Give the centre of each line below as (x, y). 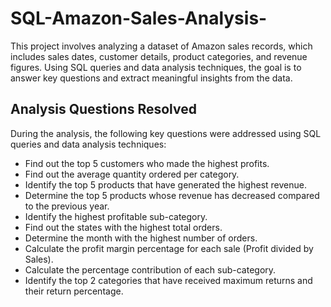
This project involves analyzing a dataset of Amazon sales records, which (161, 46)
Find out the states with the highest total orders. (123, 227)
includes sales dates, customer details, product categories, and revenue (159, 56)
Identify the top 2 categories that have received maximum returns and (168, 280)
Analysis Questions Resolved (103, 109)
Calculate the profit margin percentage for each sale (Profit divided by (169, 248)
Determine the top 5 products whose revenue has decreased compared (172, 195)
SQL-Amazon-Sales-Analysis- (139, 18)
